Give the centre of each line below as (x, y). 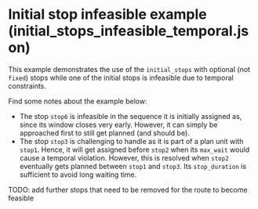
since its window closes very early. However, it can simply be (118, 124)
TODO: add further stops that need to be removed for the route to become (128, 189)
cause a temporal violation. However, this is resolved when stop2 (124, 157)
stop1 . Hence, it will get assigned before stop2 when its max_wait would (134, 150)
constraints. (27, 86)
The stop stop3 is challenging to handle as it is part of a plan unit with (131, 141)
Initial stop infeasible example (107, 14)
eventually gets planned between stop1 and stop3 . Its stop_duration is (133, 166)
